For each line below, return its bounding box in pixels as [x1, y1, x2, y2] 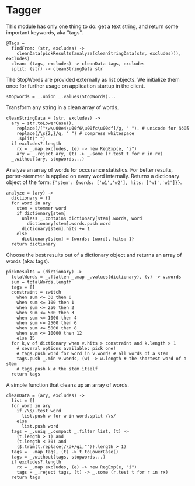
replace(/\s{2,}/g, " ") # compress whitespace [16, 130, 134, 136]
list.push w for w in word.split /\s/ [21, 413, 116, 419]
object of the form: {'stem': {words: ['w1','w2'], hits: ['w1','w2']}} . [6, 179, 182, 186]
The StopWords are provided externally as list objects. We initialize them [6, 76, 180, 83]
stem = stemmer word [16, 205, 67, 211]
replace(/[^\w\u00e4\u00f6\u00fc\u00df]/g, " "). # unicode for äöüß [16, 125, 190, 131]
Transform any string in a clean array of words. [6, 103, 119, 111]
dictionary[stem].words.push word [27, 220, 111, 227]
